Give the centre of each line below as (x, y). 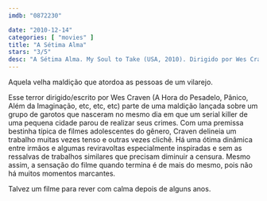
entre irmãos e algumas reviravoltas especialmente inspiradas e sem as (125, 148)
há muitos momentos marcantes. (62, 173)
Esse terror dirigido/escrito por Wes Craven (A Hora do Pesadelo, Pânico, (128, 97)
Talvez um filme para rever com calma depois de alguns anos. (110, 189)
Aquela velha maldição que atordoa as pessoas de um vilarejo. (110, 82)
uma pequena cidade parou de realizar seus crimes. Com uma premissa (126, 123)
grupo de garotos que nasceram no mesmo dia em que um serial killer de (128, 114)
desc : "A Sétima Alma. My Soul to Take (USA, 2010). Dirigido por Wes (128, 60)
